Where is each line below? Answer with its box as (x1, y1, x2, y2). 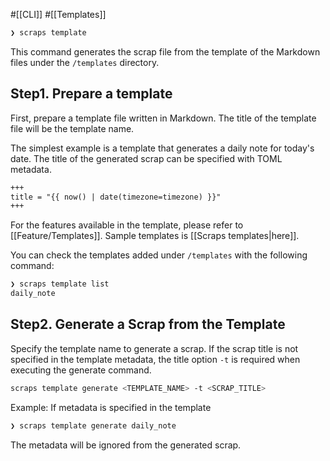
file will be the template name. (10, 122, 135, 134)
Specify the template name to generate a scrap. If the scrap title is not (10, 342, 299, 354)
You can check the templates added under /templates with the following (10, 249, 308, 261)
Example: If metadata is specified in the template (10, 401, 212, 413)
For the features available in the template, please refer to (10, 219, 244, 231)
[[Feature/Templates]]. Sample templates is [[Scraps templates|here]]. (10, 230, 300, 242)
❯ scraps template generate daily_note (10, 420, 177, 431)
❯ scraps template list (10, 279, 110, 289)
